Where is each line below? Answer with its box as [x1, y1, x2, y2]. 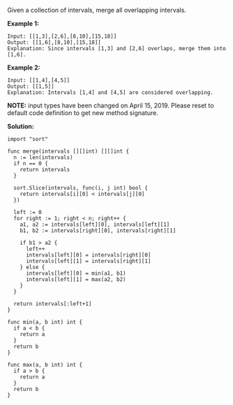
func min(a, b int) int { [7, 319, 82, 326]
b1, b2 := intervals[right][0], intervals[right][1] [20, 227, 176, 234]
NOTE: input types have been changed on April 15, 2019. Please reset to [7, 101, 214, 109]
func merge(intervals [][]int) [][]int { [7, 148, 130, 155]
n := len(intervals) [13, 154, 73, 161]
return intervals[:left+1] [13, 300, 92, 307]
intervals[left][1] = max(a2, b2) [25, 276, 127, 283]
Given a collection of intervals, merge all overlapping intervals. [7, 6, 187, 14]
